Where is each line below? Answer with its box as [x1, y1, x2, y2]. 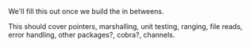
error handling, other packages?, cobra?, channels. [8, 31, 175, 39]
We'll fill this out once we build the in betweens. [8, 7, 164, 16]
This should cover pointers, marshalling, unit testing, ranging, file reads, [8, 22, 243, 31]
